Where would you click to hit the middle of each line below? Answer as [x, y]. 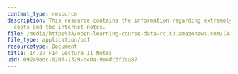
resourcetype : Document [42, 47]
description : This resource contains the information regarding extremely [120, 20]
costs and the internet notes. [60, 27]
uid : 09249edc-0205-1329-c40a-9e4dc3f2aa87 [73, 60]
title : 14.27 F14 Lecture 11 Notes [60, 54]
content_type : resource [42, 14]
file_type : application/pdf [49, 40]
